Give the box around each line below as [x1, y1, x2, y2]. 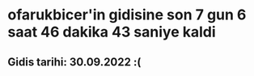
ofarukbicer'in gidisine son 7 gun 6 [7, 6, 247, 24]
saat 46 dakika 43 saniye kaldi [7, 23, 216, 41]
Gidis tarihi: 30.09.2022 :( [7, 55, 142, 69]
